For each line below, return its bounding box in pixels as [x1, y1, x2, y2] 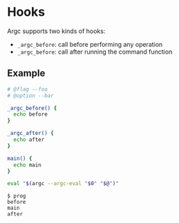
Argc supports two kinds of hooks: [7, 27, 106, 35]
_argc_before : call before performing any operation [17, 40, 163, 48]
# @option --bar [7, 92, 54, 99]
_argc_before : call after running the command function [17, 47, 173, 56]
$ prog [7, 193, 26, 200]
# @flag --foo [7, 85, 48, 93]
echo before [13, 111, 48, 118]
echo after [13, 136, 45, 143]
